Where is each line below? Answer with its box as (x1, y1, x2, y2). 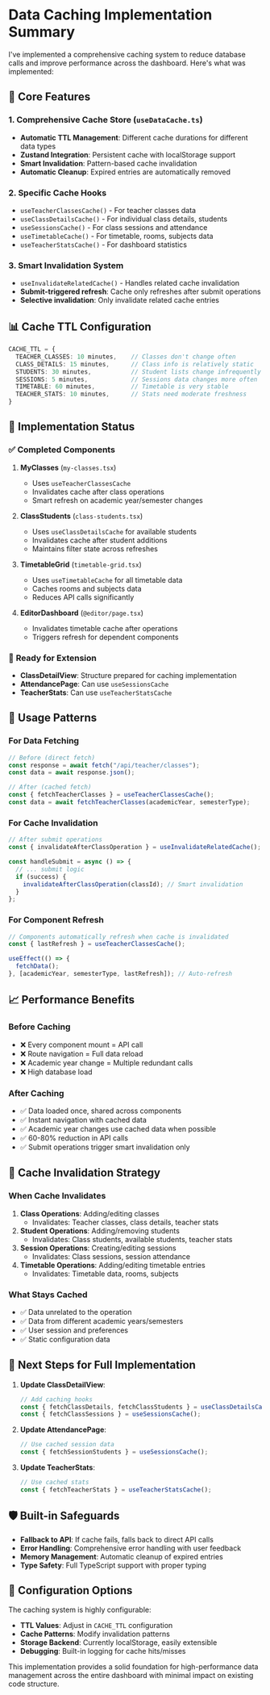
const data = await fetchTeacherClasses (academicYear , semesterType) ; (8, 798, 251, 806)
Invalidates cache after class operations (31, 487, 165, 496)
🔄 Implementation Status (8, 420, 135, 433)
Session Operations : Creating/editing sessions (19, 1243, 177, 1253)
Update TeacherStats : (19, 1463, 95, 1472)
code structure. (8, 1679, 60, 1689)
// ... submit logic (15, 865, 85, 873)
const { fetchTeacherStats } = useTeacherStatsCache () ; (19, 1485, 212, 1494)
